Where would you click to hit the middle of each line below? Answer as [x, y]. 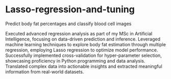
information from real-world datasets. [45, 72]
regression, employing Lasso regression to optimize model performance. [82, 50]
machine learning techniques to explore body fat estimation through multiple [86, 44]
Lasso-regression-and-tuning [70, 9]
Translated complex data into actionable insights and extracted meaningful [84, 66]
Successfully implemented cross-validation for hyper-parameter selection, [83, 55]
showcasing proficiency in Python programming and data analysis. [75, 61]
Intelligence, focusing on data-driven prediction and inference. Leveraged [83, 39]
